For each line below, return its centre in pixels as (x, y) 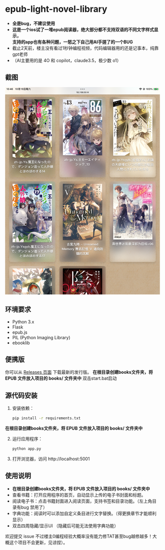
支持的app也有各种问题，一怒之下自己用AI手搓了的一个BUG (72, 42)
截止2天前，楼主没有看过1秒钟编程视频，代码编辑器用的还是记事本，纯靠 (85, 48)
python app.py (27, 449)
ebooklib (21, 343)
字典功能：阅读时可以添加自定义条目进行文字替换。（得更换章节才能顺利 (84, 513)
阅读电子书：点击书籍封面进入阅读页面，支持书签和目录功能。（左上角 (82, 501)
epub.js (20, 332)
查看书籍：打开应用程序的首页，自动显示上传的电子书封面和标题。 (79, 495)
